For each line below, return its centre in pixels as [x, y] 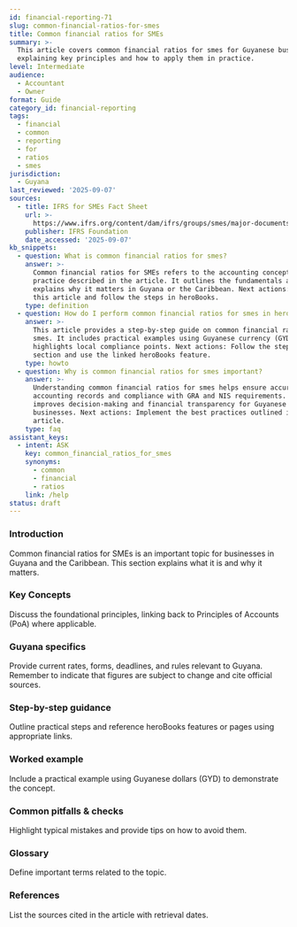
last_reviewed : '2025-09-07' [63, 190]
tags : [19, 116]
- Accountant [41, 83]
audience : [27, 75]
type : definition [57, 305]
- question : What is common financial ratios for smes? [122, 256]
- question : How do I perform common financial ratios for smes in [144, 314]
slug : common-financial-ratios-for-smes [85, 26]
